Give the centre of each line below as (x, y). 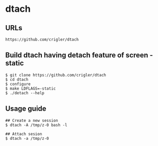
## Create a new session (32, 120)
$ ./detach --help (25, 93)
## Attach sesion (24, 134)
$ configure (18, 84)
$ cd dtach (17, 79)
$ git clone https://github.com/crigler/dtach (56, 75)
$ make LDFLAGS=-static (31, 88)
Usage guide (26, 109)
